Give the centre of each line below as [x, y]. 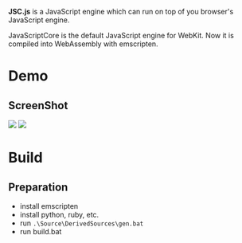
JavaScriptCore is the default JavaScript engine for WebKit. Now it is [121, 35]
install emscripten [49, 206]
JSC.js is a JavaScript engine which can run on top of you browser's [121, 12]
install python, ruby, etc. [59, 215]
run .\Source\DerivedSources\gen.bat [82, 223]
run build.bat [41, 231]
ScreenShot [38, 106]
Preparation [38, 187]
